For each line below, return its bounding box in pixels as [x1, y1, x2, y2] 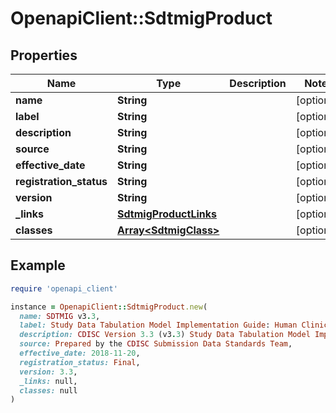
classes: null [19, 385, 78, 396]
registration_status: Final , [19, 357, 141, 367]
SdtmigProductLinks [117, 207, 218, 221]
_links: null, [19, 376, 78, 386]
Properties [10, 47, 78, 64]
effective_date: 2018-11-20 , [19, 348, 141, 359]
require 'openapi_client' [10, 283, 118, 294]
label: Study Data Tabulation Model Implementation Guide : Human [19, 320, 298, 331]
